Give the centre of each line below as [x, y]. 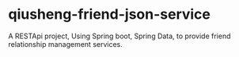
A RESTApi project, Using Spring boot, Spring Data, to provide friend [119, 36]
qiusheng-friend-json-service [110, 14]
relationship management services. [65, 44]
